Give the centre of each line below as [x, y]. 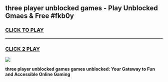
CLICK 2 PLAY [22, 49]
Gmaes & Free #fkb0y [39, 16]
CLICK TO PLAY [24, 30]
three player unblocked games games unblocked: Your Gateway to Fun [80, 69]
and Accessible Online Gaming [38, 74]
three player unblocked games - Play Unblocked [82, 8]
